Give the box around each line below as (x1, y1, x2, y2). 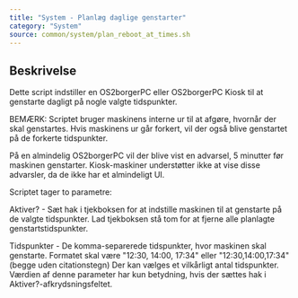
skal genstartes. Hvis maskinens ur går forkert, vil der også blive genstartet (9, 123, 288, 135)
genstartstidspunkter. (9, 223, 89, 234)
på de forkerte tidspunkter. (9, 133, 109, 144)
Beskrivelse (9, 63, 77, 78)
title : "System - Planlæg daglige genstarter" (9, 13, 187, 22)
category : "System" (9, 22, 83, 31)
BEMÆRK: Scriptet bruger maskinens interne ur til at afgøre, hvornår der (9, 114, 276, 125)
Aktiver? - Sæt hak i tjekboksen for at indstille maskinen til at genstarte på (9, 204, 283, 215)
